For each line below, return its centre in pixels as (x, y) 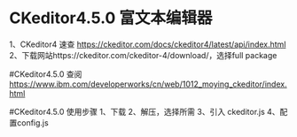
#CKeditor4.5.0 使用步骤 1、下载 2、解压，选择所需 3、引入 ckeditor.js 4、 (145, 111)
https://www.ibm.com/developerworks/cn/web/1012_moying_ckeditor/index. (148, 84)
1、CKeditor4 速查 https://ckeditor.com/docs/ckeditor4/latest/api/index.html (148, 44)
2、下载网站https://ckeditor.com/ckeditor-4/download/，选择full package (143, 55)
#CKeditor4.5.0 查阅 (46, 74)
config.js (32, 122)
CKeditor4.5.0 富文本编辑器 (111, 18)
